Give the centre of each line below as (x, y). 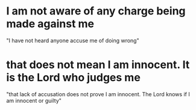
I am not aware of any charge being (96, 11)
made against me (50, 24)
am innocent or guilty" (34, 100)
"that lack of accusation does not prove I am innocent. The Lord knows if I (98, 94)
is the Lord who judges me (73, 78)
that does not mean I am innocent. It (98, 65)
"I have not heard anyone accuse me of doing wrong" (73, 40)
